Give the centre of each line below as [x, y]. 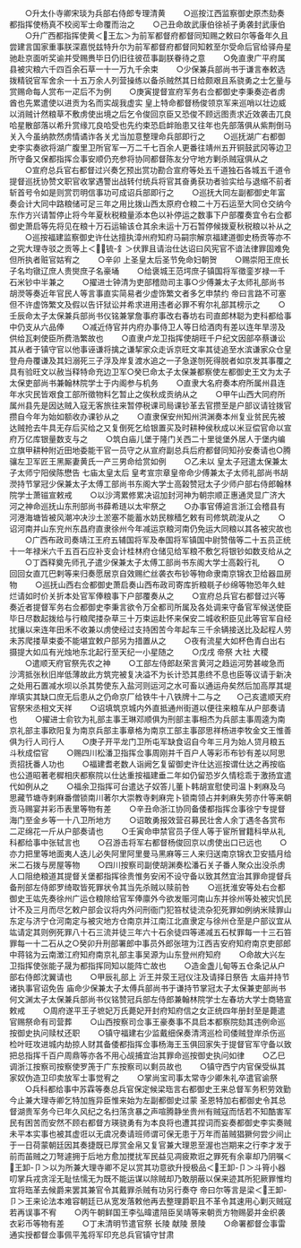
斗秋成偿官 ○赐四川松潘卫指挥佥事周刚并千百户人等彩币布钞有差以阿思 [147, 753]
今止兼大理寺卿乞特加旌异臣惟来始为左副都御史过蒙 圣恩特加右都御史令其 [144, 1100]
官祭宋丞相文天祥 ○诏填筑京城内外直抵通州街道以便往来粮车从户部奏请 [147, 708]
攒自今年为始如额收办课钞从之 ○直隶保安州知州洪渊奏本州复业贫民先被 [147, 416]
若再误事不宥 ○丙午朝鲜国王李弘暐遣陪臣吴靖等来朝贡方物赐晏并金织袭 [147, 1212]
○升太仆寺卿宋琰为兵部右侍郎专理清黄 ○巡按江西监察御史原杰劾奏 [155, 13]
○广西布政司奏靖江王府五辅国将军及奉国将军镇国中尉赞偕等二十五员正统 [158, 540]
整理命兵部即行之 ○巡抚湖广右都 [210, 136]
